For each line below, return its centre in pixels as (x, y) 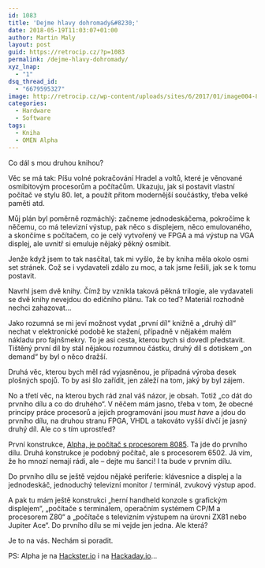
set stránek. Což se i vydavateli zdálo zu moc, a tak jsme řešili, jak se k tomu (132, 267)
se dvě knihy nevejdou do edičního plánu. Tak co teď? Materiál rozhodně (126, 299)
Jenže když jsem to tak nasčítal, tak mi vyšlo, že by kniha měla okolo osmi (129, 259)
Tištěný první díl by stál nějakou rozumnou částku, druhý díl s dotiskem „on (130, 348)
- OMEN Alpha (37, 140)
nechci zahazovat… (40, 308)
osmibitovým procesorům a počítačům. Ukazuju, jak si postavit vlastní (121, 186)
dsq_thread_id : (33, 81)
